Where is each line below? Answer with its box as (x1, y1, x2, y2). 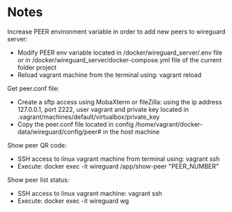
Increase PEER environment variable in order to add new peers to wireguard (7, 27, 226, 36)
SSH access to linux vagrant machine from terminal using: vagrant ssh (17, 155, 220, 163)
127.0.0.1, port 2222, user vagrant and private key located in (17, 105, 189, 113)
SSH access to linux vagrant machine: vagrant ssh (17, 189, 163, 197)
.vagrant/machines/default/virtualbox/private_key (17, 113, 160, 121)
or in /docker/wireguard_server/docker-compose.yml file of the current (17, 55, 222, 64)
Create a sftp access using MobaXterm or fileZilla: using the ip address (17, 97, 222, 106)
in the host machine (103, 127, 160, 136)
